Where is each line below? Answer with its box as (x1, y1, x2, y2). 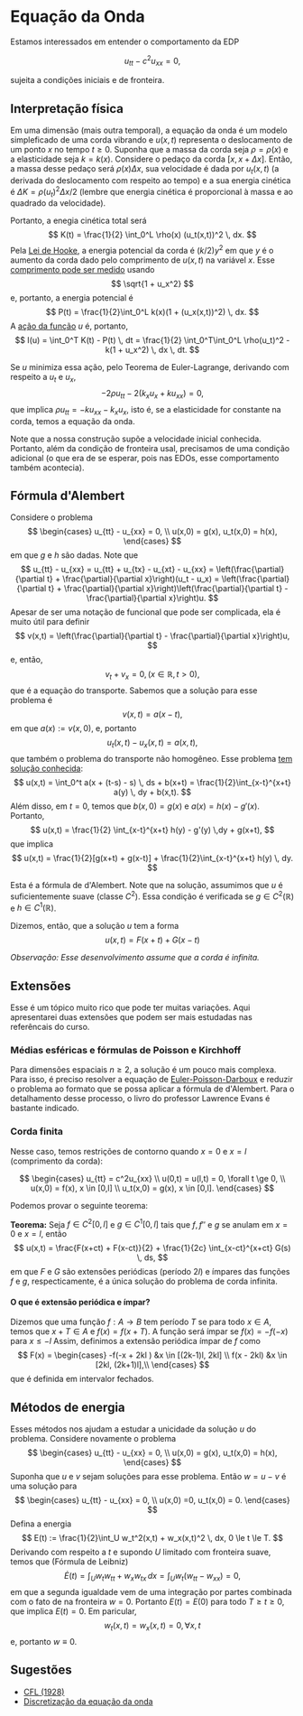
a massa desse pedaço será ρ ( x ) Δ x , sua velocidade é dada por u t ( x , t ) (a (10, 163, 280, 176)
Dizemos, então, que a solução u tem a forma (10, 921, 179, 932)
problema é (10, 695, 53, 706)
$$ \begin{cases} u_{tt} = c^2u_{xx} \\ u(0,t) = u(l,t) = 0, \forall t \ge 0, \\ (19, 1173, 286, 1183)
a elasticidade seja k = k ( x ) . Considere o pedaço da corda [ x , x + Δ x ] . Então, (10, 153, 293, 164)
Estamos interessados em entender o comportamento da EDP (10, 36, 240, 47)
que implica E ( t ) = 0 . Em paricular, (10, 1606, 138, 1617)
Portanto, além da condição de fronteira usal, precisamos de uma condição (10, 442, 290, 453)
